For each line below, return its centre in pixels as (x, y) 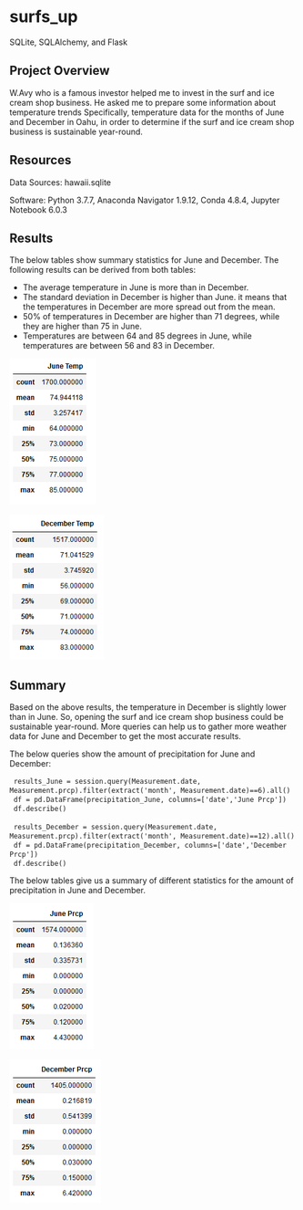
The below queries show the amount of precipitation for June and (132, 754)
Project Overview (60, 71)
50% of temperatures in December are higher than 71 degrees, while (151, 317)
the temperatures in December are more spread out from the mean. (149, 307)
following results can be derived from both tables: (103, 270)
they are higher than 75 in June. (82, 327)
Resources (40, 160)
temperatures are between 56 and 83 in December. (119, 346)
